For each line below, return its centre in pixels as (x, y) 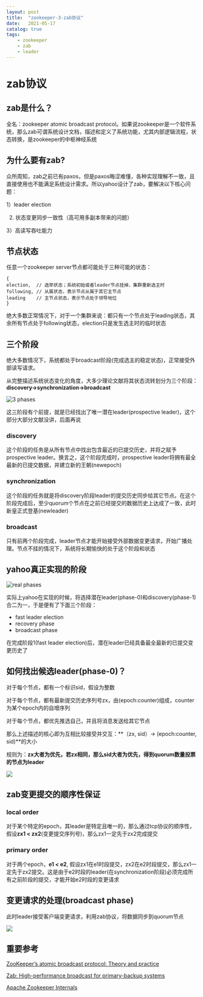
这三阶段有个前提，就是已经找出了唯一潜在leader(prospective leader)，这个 (101, 412)
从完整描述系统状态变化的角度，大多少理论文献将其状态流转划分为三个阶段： (102, 381)
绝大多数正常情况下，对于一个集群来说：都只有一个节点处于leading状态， (98, 315)
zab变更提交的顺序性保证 (53, 795)
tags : (13, 35)
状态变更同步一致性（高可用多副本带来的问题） (74, 217)
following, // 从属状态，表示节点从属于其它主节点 (64, 292)
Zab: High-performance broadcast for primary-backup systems (86, 976)
